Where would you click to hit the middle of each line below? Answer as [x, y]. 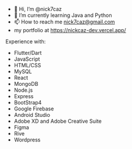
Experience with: [26, 41]
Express [24, 96]
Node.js [23, 90]
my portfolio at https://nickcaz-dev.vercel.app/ [70, 30]
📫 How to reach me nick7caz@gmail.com [64, 22]
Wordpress [27, 140]
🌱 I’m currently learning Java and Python [63, 15]
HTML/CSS [27, 65]
